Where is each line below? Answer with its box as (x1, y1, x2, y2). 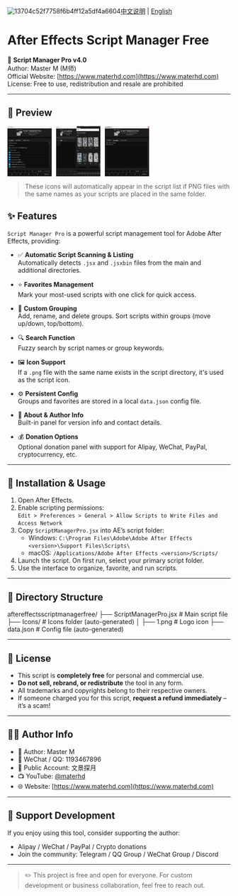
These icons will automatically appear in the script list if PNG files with (24, 182, 230, 190)
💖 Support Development (7, 809, 115, 822)
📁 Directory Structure (7, 591, 104, 603)
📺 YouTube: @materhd (17, 772, 86, 780)
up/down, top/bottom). (17, 319, 84, 327)
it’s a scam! (17, 701, 51, 710)
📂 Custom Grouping (17, 304, 77, 312)
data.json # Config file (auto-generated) (7, 625, 124, 634)
